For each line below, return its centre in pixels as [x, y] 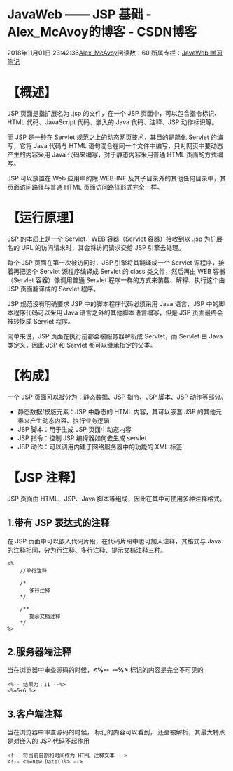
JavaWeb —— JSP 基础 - [79, 14]
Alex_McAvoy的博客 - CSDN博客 [102, 32]
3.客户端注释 [35, 714]
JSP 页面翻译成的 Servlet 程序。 [54, 289]
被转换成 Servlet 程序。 [41, 321]
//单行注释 [34, 571]
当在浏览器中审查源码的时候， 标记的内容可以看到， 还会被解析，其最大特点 [116, 732]
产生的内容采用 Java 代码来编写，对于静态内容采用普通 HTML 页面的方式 [112, 154]
